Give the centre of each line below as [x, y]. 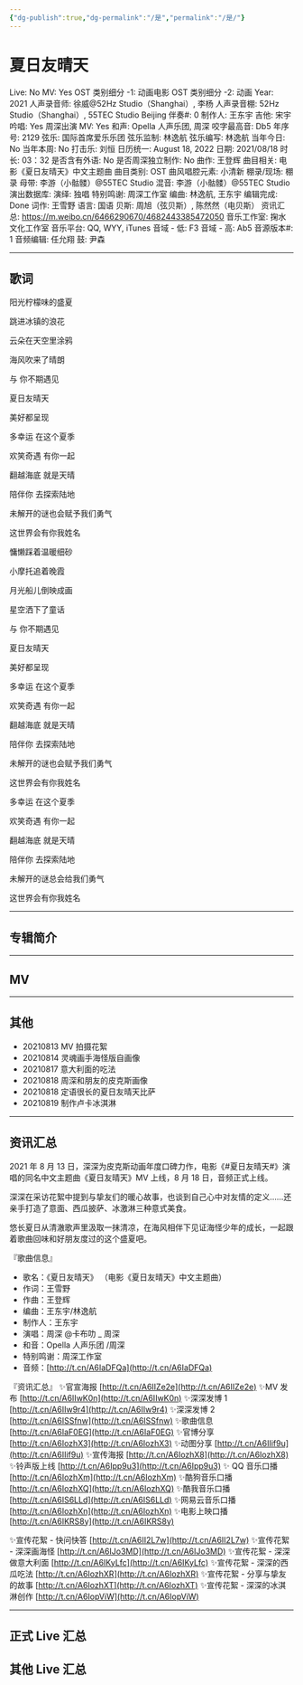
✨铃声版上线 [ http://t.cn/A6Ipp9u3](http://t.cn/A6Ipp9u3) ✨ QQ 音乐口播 [143, 1465]
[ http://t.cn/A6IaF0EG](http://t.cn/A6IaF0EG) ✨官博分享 [112, 1432]
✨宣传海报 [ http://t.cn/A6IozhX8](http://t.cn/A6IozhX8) [187, 1454]
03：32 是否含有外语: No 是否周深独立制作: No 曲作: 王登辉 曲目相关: [149, 160]
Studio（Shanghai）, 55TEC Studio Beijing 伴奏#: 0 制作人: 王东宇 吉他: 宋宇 [150, 115]
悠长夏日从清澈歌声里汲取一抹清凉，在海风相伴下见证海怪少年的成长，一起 [147, 1227]
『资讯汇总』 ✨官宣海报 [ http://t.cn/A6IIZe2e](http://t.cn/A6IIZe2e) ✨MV [144, 1387]
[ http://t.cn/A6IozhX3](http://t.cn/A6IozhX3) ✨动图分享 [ [114, 1443]
